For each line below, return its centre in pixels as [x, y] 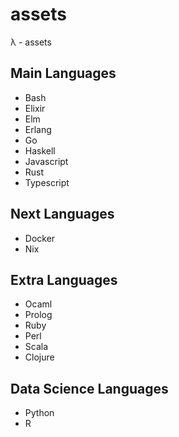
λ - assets [31, 42]
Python [39, 413]
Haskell [40, 150]
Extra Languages [64, 279]
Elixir [35, 108]
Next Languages [62, 214]
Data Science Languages [89, 388]
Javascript [46, 161]
